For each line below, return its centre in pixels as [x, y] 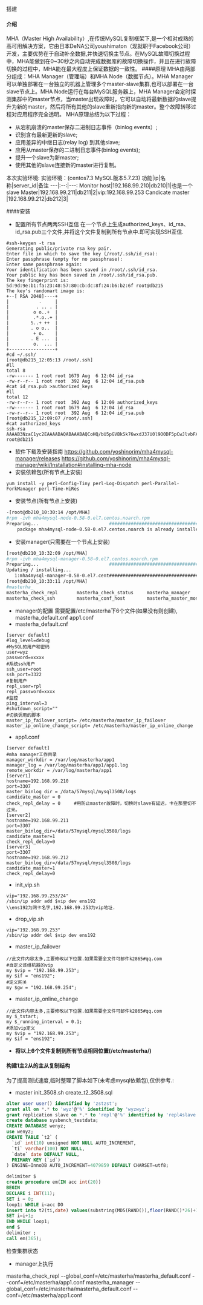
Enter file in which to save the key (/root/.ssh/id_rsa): [82, 254]
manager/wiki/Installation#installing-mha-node [73, 465]
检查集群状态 [22, 1250]
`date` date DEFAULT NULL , [46, 1154]
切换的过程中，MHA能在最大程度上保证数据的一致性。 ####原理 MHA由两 [98, 69]
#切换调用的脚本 [24, 715]
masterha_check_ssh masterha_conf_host [66, 598]
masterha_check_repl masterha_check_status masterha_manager [98, 592]
